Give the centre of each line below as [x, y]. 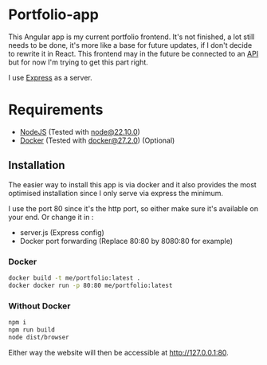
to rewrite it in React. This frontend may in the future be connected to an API [133, 53]
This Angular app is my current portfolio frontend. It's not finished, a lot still [132, 37]
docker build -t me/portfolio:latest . [75, 278]
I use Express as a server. [51, 77]
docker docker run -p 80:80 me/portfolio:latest [90, 285]
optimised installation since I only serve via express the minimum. [116, 193]
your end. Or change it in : [51, 217]
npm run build [32, 330]
